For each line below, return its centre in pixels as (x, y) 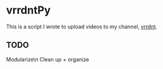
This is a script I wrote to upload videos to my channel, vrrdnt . (82, 27)
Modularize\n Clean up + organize (48, 59)
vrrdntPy (28, 10)
